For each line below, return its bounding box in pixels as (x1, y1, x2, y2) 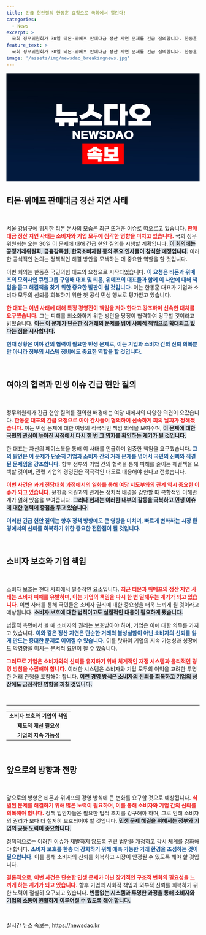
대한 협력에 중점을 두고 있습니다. (12, 503, 89, 511)
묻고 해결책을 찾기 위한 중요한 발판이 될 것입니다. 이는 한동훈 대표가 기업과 (17, 284, 193, 291)
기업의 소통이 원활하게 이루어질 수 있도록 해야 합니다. (6, 897, 131, 904)
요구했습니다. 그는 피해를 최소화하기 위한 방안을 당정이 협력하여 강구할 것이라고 (6, 312, 195, 319)
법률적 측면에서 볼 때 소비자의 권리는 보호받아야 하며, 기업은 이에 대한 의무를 (6, 621, 188, 628)
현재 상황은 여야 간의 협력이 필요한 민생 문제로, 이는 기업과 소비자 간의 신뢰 (6, 340, 182, 348)
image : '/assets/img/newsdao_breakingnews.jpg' (6, 55, 131, 61)
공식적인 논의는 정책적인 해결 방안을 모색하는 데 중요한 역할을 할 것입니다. (12, 255, 188, 263)
